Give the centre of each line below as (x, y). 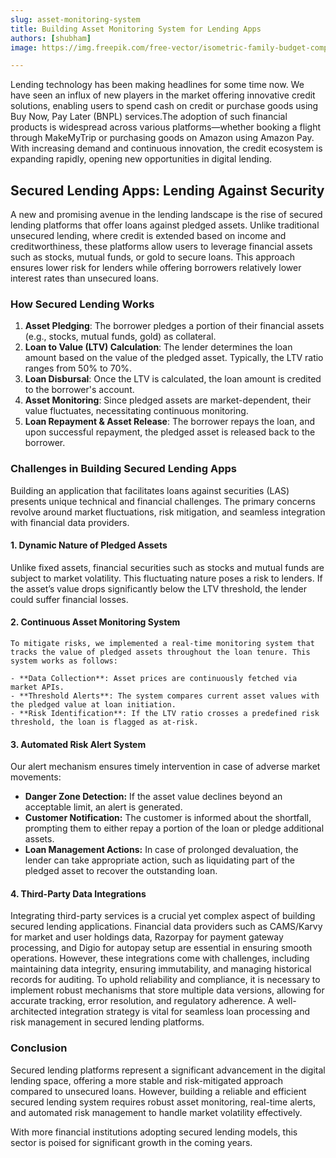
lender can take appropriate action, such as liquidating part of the (159, 860)
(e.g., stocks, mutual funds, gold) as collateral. (120, 337)
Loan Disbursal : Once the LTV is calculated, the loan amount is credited (173, 379)
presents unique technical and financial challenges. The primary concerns (163, 501)
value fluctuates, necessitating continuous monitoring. (136, 411)
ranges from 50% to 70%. (78, 368)
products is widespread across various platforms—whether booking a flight (165, 127)
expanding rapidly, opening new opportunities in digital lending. (141, 159)
